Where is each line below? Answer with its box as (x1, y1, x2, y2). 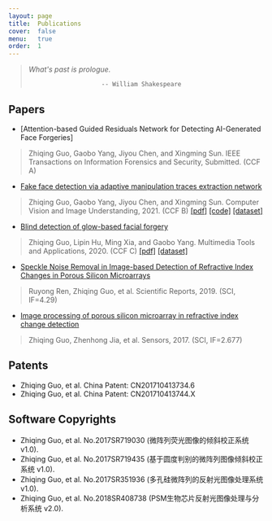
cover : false (8, 27, 57, 35)
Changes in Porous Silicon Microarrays (19, 270, 151, 280)
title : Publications (8, 20, 82, 28)
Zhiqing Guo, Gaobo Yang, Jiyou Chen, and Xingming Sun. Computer (28, 197, 260, 207)
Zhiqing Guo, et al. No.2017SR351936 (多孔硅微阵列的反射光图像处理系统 (19, 474, 264, 484)
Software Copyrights (8, 413, 116, 427)
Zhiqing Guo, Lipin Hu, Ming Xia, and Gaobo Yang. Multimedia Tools (28, 237, 256, 247)
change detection (19, 319, 80, 329)
